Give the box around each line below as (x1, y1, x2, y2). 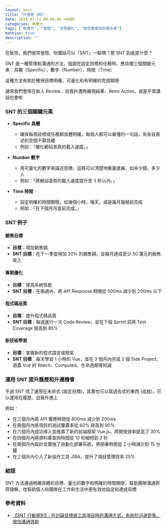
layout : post (5, 7, 32, 13)
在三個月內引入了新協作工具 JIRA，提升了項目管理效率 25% (12, 454, 135, 460)
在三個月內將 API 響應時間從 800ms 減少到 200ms (12, 416, 116, 422)
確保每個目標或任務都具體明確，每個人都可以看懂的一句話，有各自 (19, 131, 156, 137)
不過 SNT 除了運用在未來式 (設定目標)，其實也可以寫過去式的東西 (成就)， (5, 388, 157, 394)
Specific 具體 (12, 121, 40, 127)
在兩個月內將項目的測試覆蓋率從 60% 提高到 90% (12, 422, 115, 429)
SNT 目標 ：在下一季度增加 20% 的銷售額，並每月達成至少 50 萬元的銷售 (12, 251, 161, 257)
